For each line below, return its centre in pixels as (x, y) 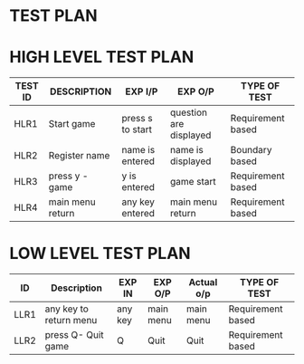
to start (137, 129)
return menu (71, 321)
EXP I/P (142, 91)
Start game (72, 124)
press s (137, 119)
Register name (79, 156)
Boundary (251, 150)
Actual (203, 283)
